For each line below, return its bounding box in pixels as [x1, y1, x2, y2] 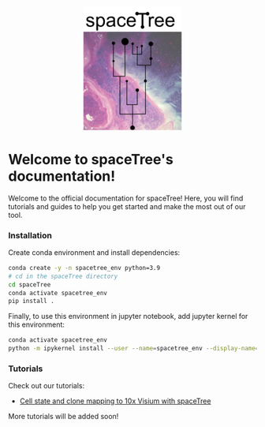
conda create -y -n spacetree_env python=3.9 [8, 264, 160, 272]
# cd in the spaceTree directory [8, 272, 118, 280]
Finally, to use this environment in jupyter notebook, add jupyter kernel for [8, 312, 248, 321]
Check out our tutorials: [8, 381, 85, 391]
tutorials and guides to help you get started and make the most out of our [8, 201, 246, 211]
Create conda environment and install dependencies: [8, 247, 181, 257]
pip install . [8, 298, 55, 305]
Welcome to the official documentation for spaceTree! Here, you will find [8, 193, 244, 203]
